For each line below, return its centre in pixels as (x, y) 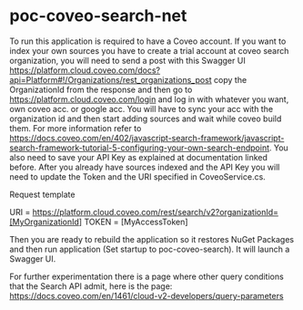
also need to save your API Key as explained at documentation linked (139, 157)
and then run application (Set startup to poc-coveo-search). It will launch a (150, 249)
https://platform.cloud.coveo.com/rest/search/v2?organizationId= (156, 212)
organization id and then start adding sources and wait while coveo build (146, 119)
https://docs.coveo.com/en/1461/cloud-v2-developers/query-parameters (146, 295)
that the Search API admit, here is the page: (91, 286)
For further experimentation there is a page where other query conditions (146, 276)
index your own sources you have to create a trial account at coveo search (149, 50)
